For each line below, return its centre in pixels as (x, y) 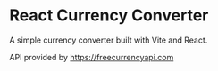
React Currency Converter (109, 16)
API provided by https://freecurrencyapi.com (92, 57)
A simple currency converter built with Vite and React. (109, 40)
